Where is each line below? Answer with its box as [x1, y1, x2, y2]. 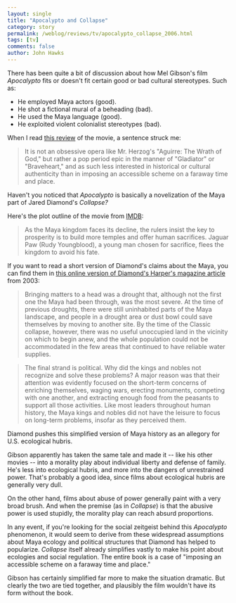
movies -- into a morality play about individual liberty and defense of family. [7, 458, 226, 466]
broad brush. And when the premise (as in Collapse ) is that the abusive [7, 501, 213, 510]
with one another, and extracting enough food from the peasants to [24, 393, 219, 402]
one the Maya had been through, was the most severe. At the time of [24, 297, 223, 306]
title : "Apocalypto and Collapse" [7, 17, 109, 24]
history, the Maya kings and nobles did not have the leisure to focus [24, 408, 221, 417]
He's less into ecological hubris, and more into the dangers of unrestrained [7, 465, 224, 474]
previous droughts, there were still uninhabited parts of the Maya [24, 305, 212, 313]
